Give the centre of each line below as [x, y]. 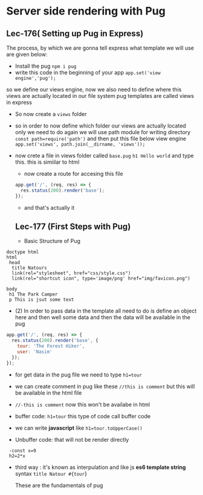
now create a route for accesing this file [73, 174]
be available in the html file [48, 393]
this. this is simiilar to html [47, 162]
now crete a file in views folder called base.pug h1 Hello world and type [105, 156]
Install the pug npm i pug [46, 66]
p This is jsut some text [41, 300]
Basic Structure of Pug [52, 241]
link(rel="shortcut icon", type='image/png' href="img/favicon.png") [101, 279]
